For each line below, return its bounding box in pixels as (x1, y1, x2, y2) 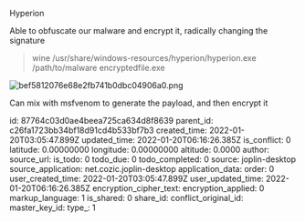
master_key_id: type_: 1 (9, 202, 96, 213)
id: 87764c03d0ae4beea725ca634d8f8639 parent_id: (9, 116, 214, 126)
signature (9, 35, 46, 45)
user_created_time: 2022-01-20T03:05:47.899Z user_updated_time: (9, 173, 265, 184)
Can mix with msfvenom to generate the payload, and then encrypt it (9, 97, 268, 108)
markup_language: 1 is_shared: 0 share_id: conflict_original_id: (9, 193, 244, 203)
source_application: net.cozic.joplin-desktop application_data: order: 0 (9, 164, 275, 174)
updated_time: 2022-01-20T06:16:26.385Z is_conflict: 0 (81, 135, 291, 145)
